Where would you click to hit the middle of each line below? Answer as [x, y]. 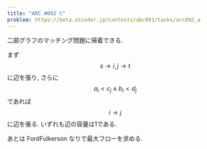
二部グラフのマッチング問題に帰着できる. [65, 40]
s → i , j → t [115, 66]
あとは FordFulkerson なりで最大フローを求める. [75, 139]
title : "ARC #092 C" [37, 13]
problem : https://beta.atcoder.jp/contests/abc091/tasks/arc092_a [104, 20]
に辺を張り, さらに [33, 77]
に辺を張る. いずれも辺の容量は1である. [62, 124]
